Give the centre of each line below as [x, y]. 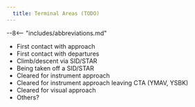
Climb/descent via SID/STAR [57, 61]
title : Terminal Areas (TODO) [56, 13]
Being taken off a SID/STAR [55, 68]
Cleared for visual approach [56, 90]
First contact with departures [58, 53]
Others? [28, 97]
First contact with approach [56, 46]
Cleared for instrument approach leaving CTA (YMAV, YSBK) [102, 82]
